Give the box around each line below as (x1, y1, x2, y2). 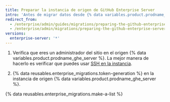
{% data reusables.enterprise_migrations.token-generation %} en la (12, 70, 154, 76)
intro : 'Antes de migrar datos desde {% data (5, 12, 103, 17)
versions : (5, 31, 26, 36)
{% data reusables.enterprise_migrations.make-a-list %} (5, 91, 123, 97)
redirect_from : (5, 17, 37, 22)
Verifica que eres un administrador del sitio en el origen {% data (12, 49, 147, 56)
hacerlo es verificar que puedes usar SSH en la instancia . (12, 60, 133, 66)
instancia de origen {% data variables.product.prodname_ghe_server (12, 76, 156, 82)
